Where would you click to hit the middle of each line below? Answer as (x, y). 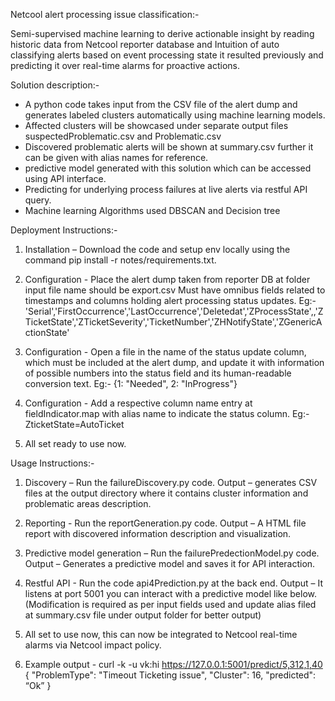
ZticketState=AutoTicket (74, 424)
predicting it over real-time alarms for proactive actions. (125, 65)
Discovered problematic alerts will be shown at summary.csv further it (169, 147)
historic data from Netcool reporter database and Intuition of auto (145, 44)
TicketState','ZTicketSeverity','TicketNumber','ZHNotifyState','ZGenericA (173, 322)
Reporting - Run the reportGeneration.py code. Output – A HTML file (165, 523)
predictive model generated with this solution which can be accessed (168, 168)
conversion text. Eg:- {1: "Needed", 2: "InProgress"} (131, 383)
